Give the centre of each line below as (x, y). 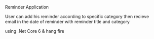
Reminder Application (27, 7)
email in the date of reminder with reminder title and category (67, 22)
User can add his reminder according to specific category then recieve (77, 16)
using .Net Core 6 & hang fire (35, 31)
